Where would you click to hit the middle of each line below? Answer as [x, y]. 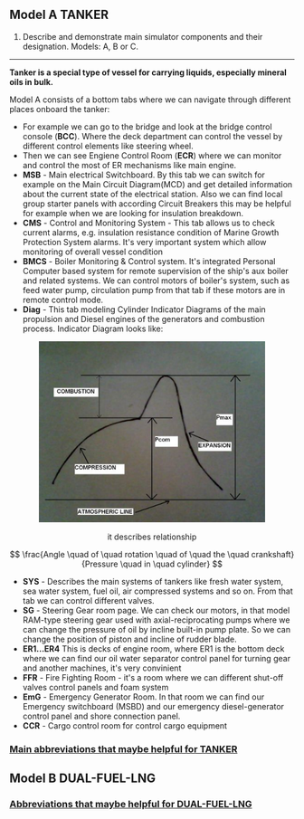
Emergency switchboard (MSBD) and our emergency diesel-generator [153, 706]
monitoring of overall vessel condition [93, 252]
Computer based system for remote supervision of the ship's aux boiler [156, 271]
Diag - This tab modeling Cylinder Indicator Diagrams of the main [144, 309]
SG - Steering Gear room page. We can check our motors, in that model [156, 610]
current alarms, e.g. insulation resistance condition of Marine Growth [151, 232]
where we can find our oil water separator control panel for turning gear [157, 658]
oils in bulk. [32, 81]
